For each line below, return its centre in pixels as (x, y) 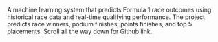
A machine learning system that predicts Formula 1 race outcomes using (109, 10)
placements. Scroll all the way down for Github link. (80, 31)
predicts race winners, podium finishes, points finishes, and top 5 (100, 24)
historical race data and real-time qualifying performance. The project (106, 17)
